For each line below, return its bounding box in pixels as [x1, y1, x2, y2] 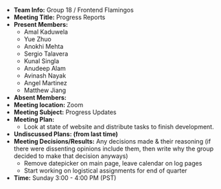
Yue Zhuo [23, 35, 51, 43]
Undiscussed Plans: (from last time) [13, 130, 119, 138]
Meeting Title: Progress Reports [13, 13, 106, 21]
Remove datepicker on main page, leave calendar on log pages [23, 159, 202, 167]
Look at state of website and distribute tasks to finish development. [23, 123, 214, 131]
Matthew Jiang [23, 86, 67, 94]
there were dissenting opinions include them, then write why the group [13, 144, 214, 153]
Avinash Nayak [23, 71, 67, 80]
